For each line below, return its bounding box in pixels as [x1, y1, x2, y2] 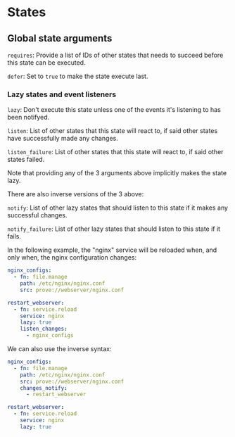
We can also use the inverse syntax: [7, 345, 112, 353]
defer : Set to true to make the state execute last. [7, 72, 148, 80]
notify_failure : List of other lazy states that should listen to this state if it [7, 224, 220, 233]
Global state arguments [7, 32, 113, 44]
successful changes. [7, 211, 68, 220]
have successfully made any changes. [7, 134, 118, 143]
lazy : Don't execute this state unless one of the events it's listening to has [7, 106, 222, 114]
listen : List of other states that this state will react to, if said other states [7, 127, 218, 135]
